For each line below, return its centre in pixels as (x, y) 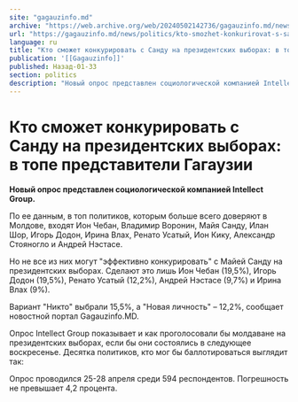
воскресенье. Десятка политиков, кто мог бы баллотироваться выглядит (149, 352)
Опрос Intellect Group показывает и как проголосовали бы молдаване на (148, 333)
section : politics (43, 75)
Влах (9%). (30, 290)
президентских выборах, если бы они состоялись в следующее (130, 343)
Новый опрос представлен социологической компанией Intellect (137, 189)
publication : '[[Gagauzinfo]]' (67, 58)
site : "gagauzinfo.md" (51, 17)
